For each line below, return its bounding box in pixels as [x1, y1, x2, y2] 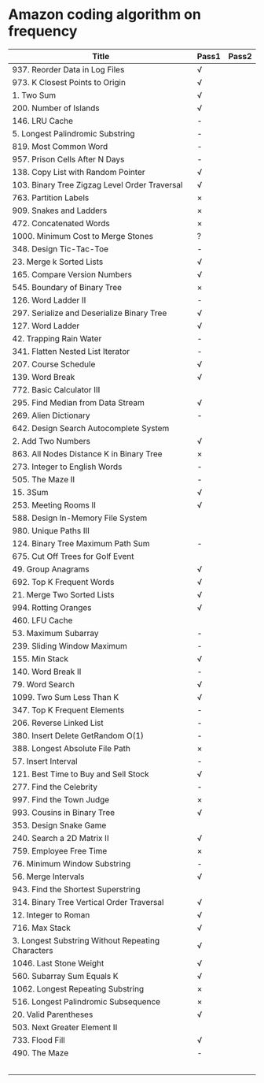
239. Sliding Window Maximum [12, 640, 128, 651]
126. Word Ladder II [12, 294, 86, 305]
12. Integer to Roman [12, 909, 90, 920]
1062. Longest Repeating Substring [12, 983, 145, 994]
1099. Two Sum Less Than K [12, 691, 119, 702]
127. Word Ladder [12, 320, 80, 331]
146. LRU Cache [12, 115, 73, 126]
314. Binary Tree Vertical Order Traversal [12, 896, 164, 907]
